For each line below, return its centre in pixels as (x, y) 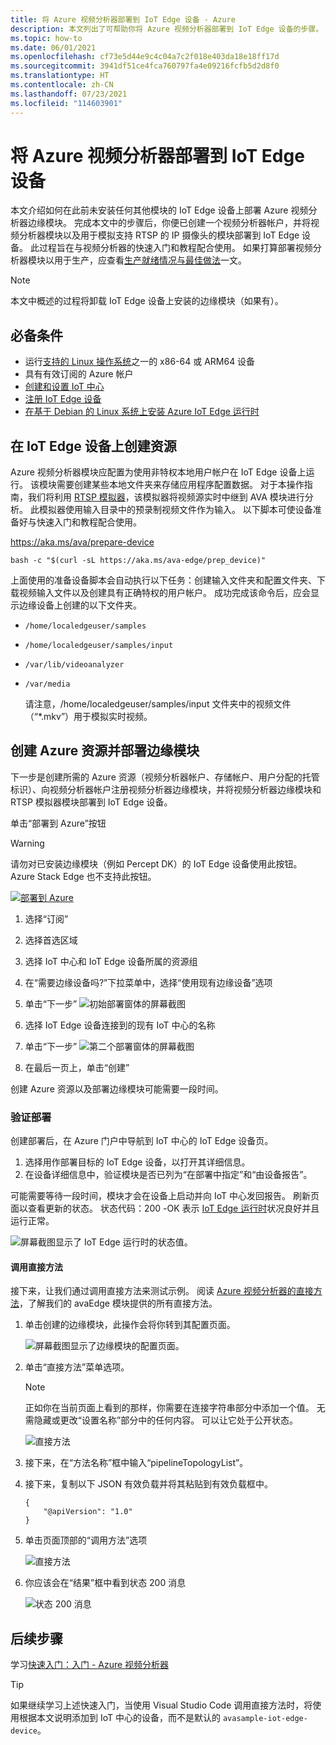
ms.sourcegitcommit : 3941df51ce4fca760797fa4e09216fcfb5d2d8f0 (145, 66)
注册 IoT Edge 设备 (63, 399)
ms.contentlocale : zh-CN (62, 85)
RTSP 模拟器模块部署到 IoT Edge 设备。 (91, 802)
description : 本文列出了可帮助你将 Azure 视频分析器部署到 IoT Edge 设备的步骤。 (167, 29)
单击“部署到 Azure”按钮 (58, 823)
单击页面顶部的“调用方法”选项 (86, 1540)
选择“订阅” (46, 918)
